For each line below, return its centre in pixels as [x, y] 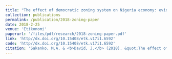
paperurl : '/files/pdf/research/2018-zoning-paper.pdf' [66, 34]
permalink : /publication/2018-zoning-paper [52, 19]
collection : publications [33, 15]
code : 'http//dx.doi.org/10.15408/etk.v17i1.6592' [60, 44]
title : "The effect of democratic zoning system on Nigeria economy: [81, 10]
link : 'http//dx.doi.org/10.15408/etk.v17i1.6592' [60, 39]
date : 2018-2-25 [23, 24]
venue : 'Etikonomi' [26, 29]
